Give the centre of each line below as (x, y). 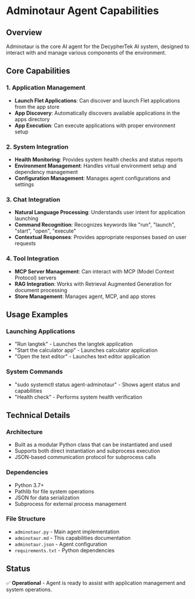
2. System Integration (37, 146)
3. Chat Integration (33, 199)
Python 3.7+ (29, 485)
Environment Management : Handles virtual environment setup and (95, 166)
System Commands (34, 372)
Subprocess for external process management (70, 504)
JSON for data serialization (47, 497)
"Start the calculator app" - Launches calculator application (86, 350)
